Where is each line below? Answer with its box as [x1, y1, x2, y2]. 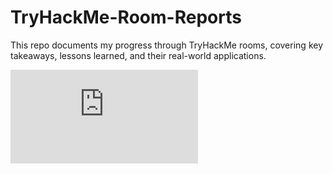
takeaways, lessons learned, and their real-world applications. [10, 49, 267, 61]
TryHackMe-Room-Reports [10, 6, 242, 29]
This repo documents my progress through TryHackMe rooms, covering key [10, 39, 324, 51]
